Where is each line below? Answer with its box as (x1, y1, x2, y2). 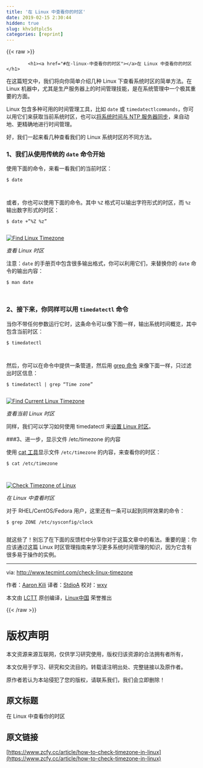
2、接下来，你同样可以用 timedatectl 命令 (6, 305, 129, 313)
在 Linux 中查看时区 (6, 494, 55, 501)
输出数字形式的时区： (6, 206, 59, 214)
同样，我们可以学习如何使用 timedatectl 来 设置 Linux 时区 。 (6, 422, 154, 430)
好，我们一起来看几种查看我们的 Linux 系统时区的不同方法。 (6, 134, 155, 141)
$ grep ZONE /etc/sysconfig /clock (6, 519, 94, 525)
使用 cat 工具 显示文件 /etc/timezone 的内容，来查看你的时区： (6, 448, 161, 456)
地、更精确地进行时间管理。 (6, 120, 76, 128)
